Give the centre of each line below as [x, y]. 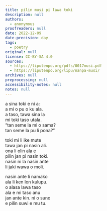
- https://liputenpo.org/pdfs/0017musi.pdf [56, 66]
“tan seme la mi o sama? [31, 125]
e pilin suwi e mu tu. [26, 203]
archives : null [21, 75]
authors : [14, 19]
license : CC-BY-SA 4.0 [29, 57]
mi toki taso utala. [23, 120]
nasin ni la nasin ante [27, 161]
